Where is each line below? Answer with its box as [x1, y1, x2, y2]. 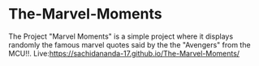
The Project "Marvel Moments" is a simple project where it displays [8, 31, 234, 41]
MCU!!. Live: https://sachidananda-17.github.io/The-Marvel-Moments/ [8, 48, 240, 58]
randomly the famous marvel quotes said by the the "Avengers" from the [8, 39, 251, 49]
